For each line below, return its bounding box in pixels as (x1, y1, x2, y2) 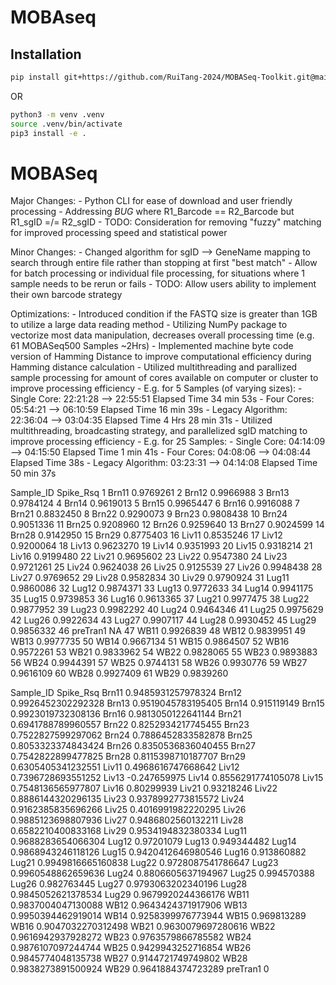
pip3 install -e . (10, 128, 87, 138)
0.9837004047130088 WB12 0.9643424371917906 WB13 (10, 899, 248, 911)
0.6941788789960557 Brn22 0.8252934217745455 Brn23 (10, 719, 250, 731)
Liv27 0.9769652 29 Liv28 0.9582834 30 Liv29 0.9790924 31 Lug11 (10, 572, 290, 584)
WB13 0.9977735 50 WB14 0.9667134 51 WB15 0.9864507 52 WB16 (10, 636, 290, 648)
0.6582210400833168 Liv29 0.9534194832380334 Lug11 (10, 825, 248, 837)
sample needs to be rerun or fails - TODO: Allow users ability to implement (10, 278, 317, 290)
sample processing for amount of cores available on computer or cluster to (10, 372, 319, 384)
